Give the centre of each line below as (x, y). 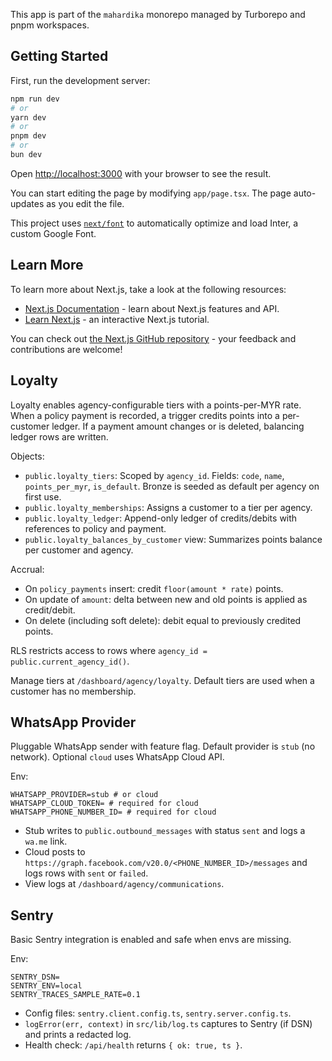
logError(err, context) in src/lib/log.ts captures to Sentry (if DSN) (168, 1024)
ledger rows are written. (59, 436)
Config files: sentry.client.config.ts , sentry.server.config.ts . (158, 1013)
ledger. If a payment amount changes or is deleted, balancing (178, 426)
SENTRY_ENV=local (46, 986)
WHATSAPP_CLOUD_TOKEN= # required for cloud (104, 804)
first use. (43, 496)
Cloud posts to (55, 852)
